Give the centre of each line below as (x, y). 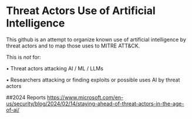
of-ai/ (13, 110)
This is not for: (23, 57)
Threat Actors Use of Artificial (81, 11)
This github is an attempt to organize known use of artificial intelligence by (96, 39)
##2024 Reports (26, 97)
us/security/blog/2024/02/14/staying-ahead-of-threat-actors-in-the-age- (95, 103)
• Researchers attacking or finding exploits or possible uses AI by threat (93, 80)
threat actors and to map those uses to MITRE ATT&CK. (73, 46)
